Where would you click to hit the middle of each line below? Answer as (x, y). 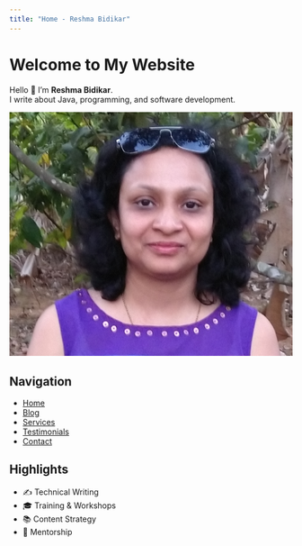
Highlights (39, 470)
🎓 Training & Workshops (69, 505)
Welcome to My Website (102, 64)
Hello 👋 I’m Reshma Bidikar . (61, 89)
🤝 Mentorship (47, 532)
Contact (37, 441)
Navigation (40, 382)
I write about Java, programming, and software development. (123, 99)
